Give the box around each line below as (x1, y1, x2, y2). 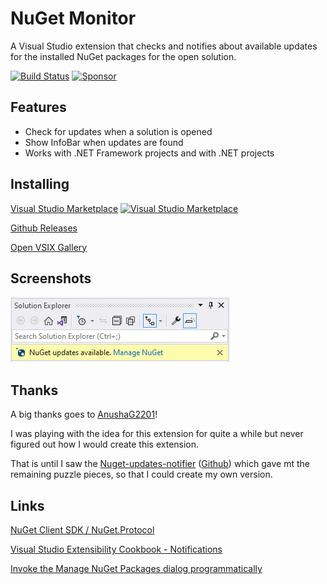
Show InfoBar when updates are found (24, 136, 184, 148)
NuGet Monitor (10, 7, 137, 30)
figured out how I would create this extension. (10, 438, 200, 451)
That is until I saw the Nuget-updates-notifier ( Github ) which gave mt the (10, 458, 310, 470)
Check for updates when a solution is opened (24, 125, 213, 137)
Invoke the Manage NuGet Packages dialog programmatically (10, 563, 263, 574)
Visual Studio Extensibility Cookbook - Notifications (10, 543, 223, 555)
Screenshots (10, 270, 92, 287)
